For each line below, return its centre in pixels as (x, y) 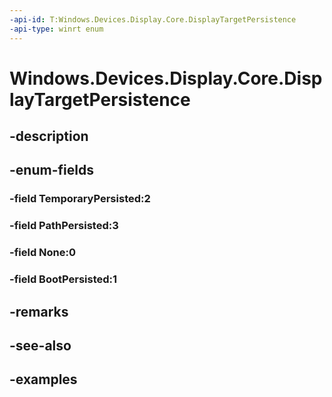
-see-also (40, 345)
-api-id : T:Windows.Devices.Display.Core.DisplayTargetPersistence (153, 19)
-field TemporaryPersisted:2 (80, 199)
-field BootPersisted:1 (63, 279)
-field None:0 (43, 253)
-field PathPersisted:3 (64, 226)
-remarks (39, 311)
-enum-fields (51, 170)
